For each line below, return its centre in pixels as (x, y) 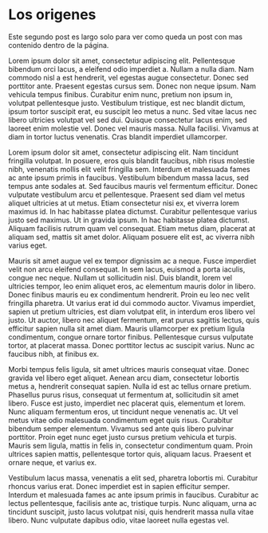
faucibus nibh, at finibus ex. (54, 354)
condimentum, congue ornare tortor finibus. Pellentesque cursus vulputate (131, 337)
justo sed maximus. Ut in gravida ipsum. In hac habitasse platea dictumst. (129, 220)
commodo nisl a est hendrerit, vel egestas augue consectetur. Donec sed (128, 77)
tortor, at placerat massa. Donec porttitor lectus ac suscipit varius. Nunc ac (132, 345)
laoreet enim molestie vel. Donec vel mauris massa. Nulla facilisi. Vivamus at (134, 128)
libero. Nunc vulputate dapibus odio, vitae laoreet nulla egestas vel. (119, 520)
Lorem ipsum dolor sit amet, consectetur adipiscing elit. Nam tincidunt (124, 152)
